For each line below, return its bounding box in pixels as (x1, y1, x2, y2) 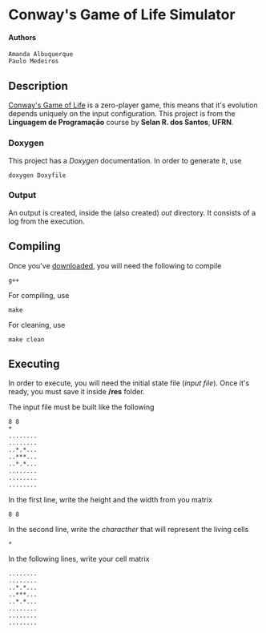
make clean (8, 335, 45, 344)
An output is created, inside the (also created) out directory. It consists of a (8, 208, 256, 217)
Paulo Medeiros (8, 58, 59, 66)
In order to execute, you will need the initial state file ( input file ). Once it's (8, 378, 250, 388)
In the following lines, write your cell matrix (8, 554, 150, 564)
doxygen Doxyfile (8, 171, 66, 179)
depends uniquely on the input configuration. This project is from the (8, 109, 236, 119)
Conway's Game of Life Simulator (8, 6, 236, 24)
